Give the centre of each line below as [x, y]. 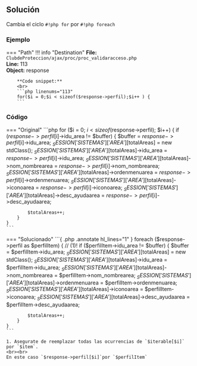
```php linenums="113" [45, 92]
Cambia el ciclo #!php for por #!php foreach [61, 24]
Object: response [28, 70]
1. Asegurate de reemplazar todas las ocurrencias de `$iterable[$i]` [96, 342]
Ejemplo [18, 39]
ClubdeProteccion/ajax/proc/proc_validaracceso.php [71, 58]
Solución [23, 10]
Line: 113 [17, 64]
